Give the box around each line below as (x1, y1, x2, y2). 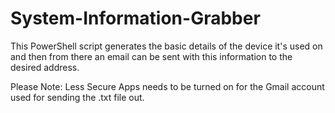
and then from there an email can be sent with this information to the (10, 50, 293, 62)
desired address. (10, 61, 80, 73)
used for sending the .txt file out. (10, 91, 145, 103)
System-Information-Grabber (10, 7, 261, 30)
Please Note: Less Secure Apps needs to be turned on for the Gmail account (10, 80, 325, 92)
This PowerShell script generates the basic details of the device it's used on (10, 40, 323, 52)
